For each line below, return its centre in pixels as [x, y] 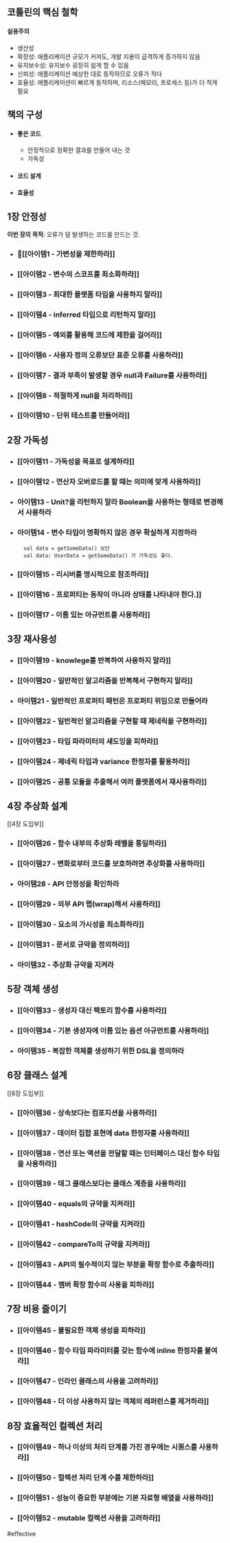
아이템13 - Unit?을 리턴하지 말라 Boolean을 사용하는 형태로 [110, 501]
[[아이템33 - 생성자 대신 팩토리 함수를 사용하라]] [92, 1011]
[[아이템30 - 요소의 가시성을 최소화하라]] [80, 924]
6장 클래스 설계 [37, 1076]
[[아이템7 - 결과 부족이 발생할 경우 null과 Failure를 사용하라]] [112, 375]
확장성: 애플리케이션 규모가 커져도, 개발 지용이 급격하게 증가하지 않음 [108, 56]
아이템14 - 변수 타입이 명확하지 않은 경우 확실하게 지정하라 [107, 532]
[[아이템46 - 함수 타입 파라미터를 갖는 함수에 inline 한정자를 [110, 1351]
